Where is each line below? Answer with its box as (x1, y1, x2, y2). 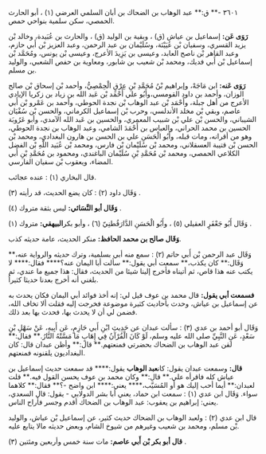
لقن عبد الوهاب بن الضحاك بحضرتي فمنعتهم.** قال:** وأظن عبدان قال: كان (8, 339, 233, 349)
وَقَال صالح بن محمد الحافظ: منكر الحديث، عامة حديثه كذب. (8, 234, 182, 243)
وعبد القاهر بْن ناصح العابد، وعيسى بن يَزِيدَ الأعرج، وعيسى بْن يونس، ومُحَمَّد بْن (8, 49, 239, 57)
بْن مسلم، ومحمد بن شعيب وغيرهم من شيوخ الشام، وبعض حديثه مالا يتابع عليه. (8, 421, 240, 430)
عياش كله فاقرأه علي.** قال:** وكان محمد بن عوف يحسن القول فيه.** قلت (8, 372, 235, 382)
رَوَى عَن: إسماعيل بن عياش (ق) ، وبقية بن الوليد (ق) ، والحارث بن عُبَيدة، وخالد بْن (8, 32, 248, 41)
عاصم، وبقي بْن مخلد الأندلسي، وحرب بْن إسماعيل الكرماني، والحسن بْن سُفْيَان (8, 106, 241, 115)
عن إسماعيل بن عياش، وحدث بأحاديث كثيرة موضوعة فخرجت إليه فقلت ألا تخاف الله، (8, 299, 259, 308)
